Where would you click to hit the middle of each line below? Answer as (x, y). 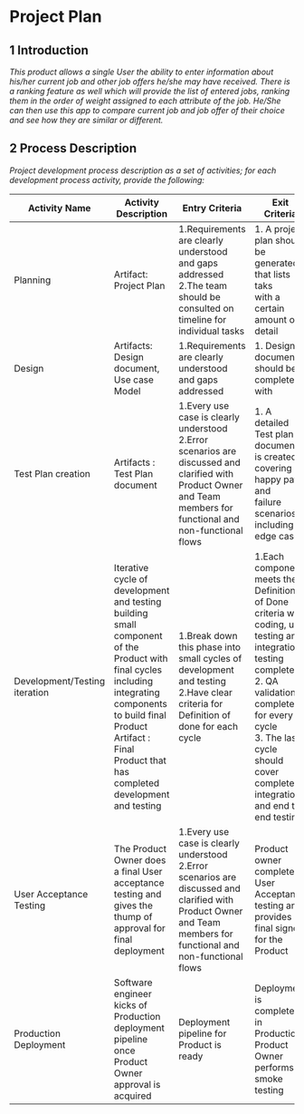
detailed (272, 422)
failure (268, 502)
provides (273, 916)
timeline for (202, 319)
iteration (32, 693)
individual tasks (211, 331)
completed (137, 783)
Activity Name (59, 208)
